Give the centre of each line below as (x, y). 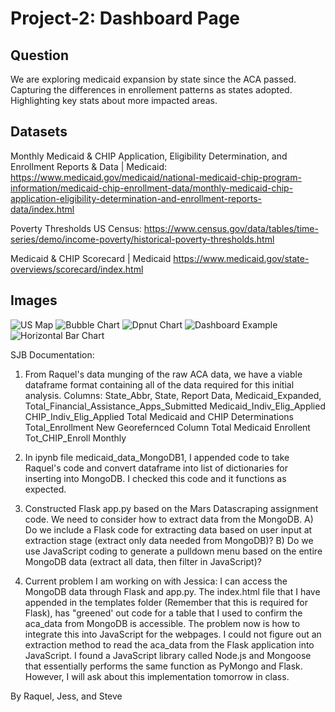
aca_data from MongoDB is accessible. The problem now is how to (162, 623)
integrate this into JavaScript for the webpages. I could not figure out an (173, 634)
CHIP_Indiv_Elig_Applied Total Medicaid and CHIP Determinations (159, 416)
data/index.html (42, 209)
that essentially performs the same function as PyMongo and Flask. (163, 666)
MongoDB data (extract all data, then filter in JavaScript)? (143, 561)
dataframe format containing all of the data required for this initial (159, 384)
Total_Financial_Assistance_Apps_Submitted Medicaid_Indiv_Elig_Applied (175, 406)
